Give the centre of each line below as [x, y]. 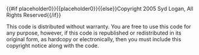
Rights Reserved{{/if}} [34, 15]
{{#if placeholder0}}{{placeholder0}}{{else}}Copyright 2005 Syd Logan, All [100, 9]
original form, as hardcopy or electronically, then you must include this [94, 39]
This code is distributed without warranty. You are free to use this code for [99, 27]
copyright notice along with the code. [53, 45]
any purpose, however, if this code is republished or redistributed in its [94, 33]
